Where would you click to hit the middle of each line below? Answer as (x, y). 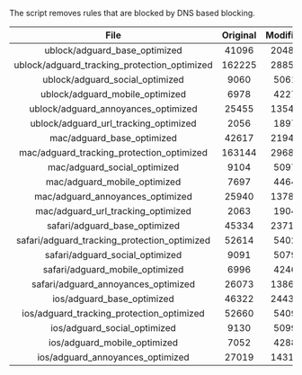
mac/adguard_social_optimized (114, 167)
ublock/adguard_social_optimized (113, 80)
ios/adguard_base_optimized (113, 299)
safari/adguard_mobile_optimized (113, 269)
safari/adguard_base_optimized (113, 226)
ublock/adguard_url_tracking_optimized (113, 123)
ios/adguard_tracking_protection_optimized (113, 313)
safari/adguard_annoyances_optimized (113, 284)
